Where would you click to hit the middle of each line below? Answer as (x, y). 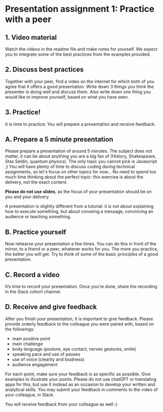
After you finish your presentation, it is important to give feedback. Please (79, 319)
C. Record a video (32, 275)
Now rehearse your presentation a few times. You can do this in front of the (81, 244)
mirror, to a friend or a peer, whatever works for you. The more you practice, (82, 249)
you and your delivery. (28, 197)
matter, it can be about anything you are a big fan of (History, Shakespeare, (81, 156)
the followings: (20, 329)
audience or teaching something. (38, 217)
